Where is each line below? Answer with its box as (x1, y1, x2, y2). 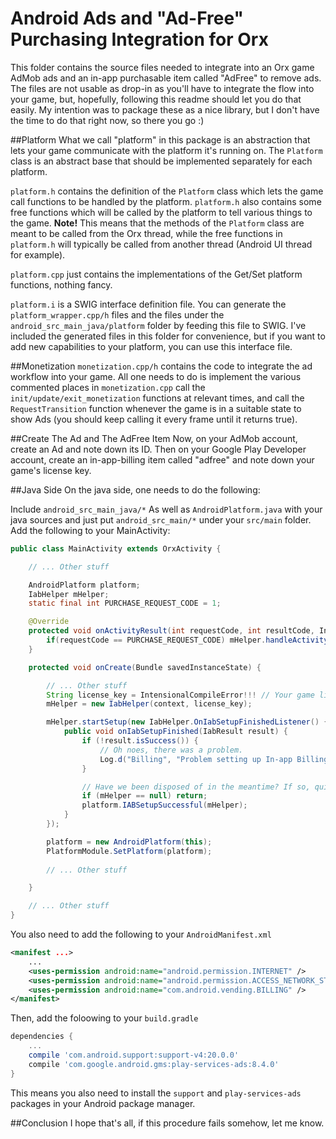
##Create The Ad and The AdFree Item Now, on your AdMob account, (10, 432, 298, 444)
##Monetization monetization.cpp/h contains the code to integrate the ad (10, 360, 313, 372)
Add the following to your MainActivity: (10, 524, 171, 536)
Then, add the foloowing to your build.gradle (10, 1012, 199, 1024)
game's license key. (10, 464, 92, 476)
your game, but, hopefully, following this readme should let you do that (10, 93, 302, 105)
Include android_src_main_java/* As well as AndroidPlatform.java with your (10, 503, 323, 515)
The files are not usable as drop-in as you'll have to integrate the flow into (10, 82, 315, 94)
